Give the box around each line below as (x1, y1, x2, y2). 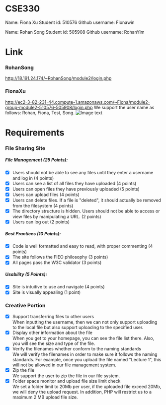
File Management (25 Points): (5, 157, 68, 163)
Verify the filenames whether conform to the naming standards (12, 345, 142, 351)
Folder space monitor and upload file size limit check (12, 378, 121, 384)
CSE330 (5, 3, 40, 14)
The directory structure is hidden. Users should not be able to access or (12, 208, 160, 214)
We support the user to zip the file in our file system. (12, 373, 120, 379)
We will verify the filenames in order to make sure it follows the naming (12, 351, 158, 357)
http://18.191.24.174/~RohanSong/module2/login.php (5, 75, 112, 81)
